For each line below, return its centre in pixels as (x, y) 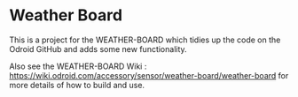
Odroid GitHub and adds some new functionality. (98, 48)
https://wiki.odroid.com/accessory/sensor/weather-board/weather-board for (149, 75)
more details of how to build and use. (77, 85)
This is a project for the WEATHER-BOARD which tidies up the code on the (145, 40)
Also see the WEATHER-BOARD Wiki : (78, 66)
